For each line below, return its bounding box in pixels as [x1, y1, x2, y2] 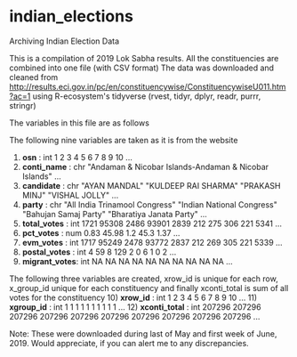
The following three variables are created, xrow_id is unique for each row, [9, 273, 278, 284]
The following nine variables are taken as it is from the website [9, 134, 238, 145]
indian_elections [9, 6, 133, 27]
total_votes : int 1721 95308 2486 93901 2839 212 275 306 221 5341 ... [21, 218, 283, 229]
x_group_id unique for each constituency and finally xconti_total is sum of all [9, 282, 289, 293]
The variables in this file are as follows [9, 118, 149, 128]
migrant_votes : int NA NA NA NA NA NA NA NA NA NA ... [21, 256, 233, 266]
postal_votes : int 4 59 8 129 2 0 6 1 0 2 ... [21, 247, 177, 257]
